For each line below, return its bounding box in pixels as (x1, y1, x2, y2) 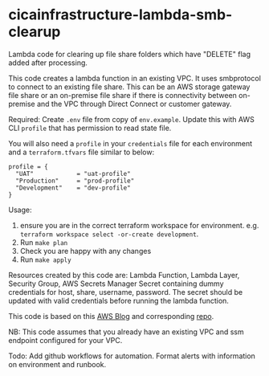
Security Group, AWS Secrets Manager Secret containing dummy (8, 279, 224, 288)
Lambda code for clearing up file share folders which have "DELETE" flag (8, 49, 251, 59)
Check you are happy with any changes (19, 246, 152, 255)
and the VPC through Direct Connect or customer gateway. (36, 99, 232, 108)
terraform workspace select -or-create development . (19, 229, 199, 239)
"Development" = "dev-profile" (15, 183, 131, 192)
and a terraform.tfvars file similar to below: (8, 147, 155, 157)
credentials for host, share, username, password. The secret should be (8, 287, 243, 296)
